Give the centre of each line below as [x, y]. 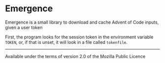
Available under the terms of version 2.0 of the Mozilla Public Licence [75, 56]
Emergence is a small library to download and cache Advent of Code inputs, [82, 22]
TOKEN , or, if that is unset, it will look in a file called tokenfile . [66, 42]
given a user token [24, 27]
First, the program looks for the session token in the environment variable [79, 37]
